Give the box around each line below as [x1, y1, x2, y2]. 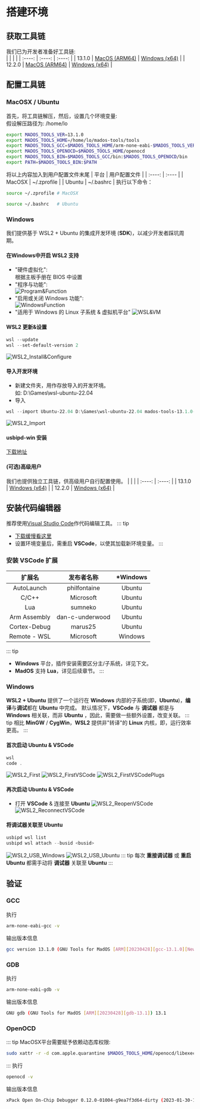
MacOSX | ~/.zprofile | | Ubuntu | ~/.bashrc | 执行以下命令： [6, 178, 153, 185]
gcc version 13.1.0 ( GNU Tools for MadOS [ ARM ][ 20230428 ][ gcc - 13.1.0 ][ [6, 946, 187, 952]
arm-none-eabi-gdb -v [6, 986, 60, 993]
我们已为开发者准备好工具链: [6, 48, 76, 55]
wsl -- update [6, 337, 39, 343]
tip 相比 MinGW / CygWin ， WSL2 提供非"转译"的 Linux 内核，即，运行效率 [6, 719, 192, 726]
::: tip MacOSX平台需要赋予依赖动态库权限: [6, 1038, 111, 1045]
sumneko [70, 603, 96, 611]
